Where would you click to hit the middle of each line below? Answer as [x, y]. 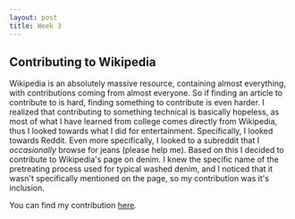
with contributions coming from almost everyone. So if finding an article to [146, 93]
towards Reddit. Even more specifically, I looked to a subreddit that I [135, 140]
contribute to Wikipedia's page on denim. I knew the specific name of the [144, 160]
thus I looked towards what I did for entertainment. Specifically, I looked [141, 131]
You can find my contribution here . [73, 206]
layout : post [34, 17]
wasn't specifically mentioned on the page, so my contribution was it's [139, 179]
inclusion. [27, 188]
